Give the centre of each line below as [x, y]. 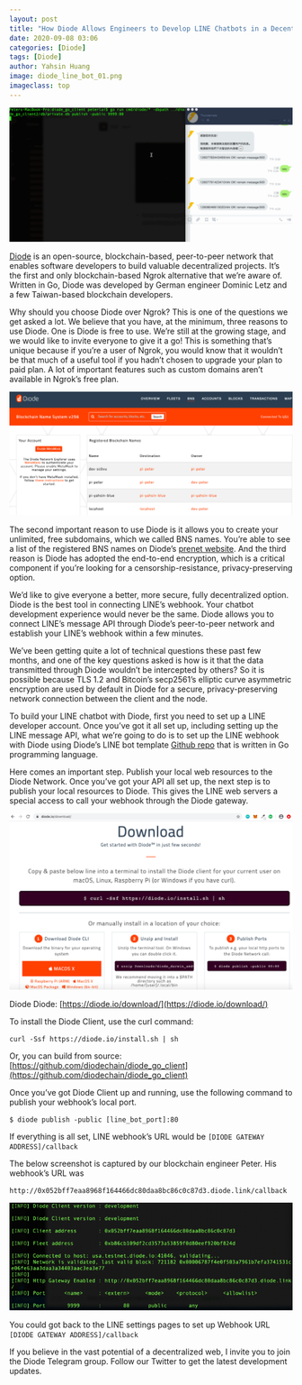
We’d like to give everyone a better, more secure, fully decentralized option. [149, 594]
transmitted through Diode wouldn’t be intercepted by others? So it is [137, 670]
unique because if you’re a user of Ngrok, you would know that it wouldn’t [146, 350]
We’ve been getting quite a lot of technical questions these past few [135, 650]
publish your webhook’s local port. [73, 1102]
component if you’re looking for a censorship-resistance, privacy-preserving [151, 567]
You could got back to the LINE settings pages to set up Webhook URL [140, 1325]
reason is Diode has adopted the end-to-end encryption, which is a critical [147, 558]
